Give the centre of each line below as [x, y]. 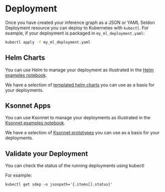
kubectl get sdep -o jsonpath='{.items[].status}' [59, 185]
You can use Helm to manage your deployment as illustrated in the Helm [79, 70]
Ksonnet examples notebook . [35, 123]
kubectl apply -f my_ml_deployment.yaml [48, 42]
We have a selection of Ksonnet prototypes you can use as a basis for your [82, 133]
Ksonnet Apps [28, 106]
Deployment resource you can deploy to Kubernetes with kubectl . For [77, 27]
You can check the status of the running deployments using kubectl [75, 166]
